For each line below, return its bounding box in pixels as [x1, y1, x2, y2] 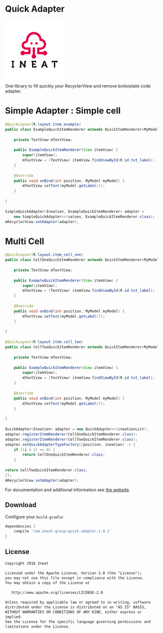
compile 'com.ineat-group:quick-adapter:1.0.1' [14, 529, 112, 534]
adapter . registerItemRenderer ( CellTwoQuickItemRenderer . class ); [5, 437, 138, 442]
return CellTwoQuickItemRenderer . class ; [5, 468, 88, 473]
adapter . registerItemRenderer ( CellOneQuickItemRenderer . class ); [5, 432, 138, 437]
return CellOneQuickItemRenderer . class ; [22, 452, 105, 457]
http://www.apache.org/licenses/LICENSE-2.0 [11, 590, 103, 595]
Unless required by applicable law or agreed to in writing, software [5, 599, 151, 605]
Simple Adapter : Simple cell [5, 105, 121, 116]
